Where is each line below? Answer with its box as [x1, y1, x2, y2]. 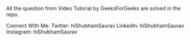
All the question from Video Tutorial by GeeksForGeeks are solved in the [6, 5, 181, 12]
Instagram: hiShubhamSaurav [6, 28, 78, 35]
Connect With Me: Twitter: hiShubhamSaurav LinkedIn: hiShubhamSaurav [6, 23, 184, 29]
